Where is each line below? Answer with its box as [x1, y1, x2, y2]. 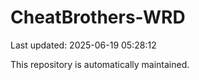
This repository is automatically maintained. [10, 58, 190, 70]
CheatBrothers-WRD [10, 6, 186, 29]
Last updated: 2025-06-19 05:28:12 [10, 39, 157, 51]
